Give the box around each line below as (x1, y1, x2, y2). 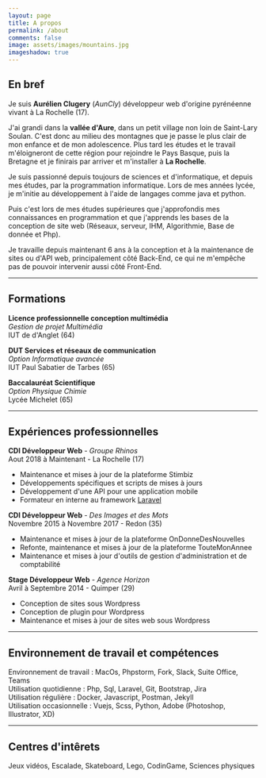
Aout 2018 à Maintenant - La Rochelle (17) (8, 454, 145, 464)
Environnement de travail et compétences (8, 646, 219, 660)
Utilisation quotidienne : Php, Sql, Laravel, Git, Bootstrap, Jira (8, 684, 207, 694)
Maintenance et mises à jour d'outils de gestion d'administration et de (19, 551, 248, 560)
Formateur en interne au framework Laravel (19, 495, 162, 505)
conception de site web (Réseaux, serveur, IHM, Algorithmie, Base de (8, 221, 235, 230)
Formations (8, 292, 66, 306)
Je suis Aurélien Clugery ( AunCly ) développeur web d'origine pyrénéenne (8, 98, 252, 108)
